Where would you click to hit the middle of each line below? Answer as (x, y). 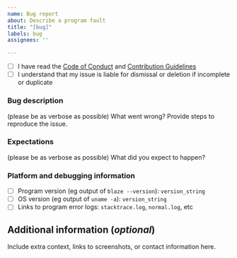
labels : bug (25, 34)
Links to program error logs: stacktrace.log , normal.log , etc (105, 207)
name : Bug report (33, 14)
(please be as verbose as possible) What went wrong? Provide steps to (111, 116)
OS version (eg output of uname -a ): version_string (92, 199)
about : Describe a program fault (57, 20)
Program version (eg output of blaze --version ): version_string (111, 191)
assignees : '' (28, 40)
